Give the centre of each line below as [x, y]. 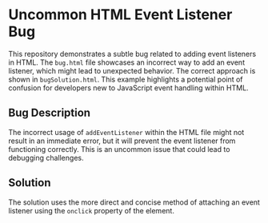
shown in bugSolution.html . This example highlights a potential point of [126, 79]
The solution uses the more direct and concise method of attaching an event [134, 202]
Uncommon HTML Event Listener [120, 15]
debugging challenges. [46, 157]
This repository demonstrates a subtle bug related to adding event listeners [132, 54]
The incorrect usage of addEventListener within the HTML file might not [126, 132]
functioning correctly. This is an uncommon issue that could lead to [119, 149]
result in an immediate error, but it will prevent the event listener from [122, 141]
